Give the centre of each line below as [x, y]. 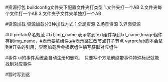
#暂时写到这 [18, 74]
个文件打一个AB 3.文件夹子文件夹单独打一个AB [53, 13]
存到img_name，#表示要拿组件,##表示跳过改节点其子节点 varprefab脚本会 [82, 41]
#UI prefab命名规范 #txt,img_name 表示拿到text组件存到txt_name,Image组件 [84, 35]
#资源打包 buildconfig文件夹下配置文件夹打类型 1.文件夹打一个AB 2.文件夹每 [83, 7]
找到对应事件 [18, 64]
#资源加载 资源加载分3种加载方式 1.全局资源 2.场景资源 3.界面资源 [73, 24]
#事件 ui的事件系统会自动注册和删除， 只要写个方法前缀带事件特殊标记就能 [82, 58]
